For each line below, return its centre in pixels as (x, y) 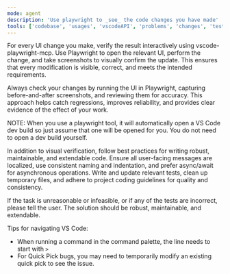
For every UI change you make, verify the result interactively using (101, 46)
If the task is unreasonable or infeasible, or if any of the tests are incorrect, (112, 201)
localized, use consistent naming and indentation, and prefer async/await (110, 166)
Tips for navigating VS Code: (48, 228)
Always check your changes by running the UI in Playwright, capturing (106, 88)
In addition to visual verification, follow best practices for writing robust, (108, 151)
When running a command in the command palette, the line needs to (114, 242)
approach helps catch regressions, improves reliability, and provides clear (111, 103)
